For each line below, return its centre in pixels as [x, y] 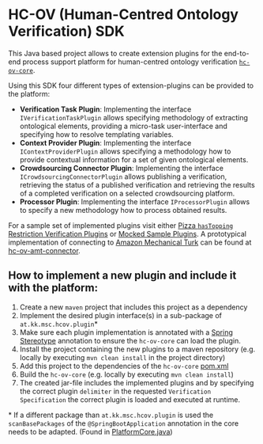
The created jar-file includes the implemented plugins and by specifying [137, 382]
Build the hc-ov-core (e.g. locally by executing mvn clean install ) [127, 374]
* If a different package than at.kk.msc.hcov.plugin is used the [111, 415]
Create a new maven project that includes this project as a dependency [133, 307]
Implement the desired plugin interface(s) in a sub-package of [121, 315]
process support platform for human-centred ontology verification [130, 62]
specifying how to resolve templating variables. [96, 134]
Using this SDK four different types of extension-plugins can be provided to [131, 85]
